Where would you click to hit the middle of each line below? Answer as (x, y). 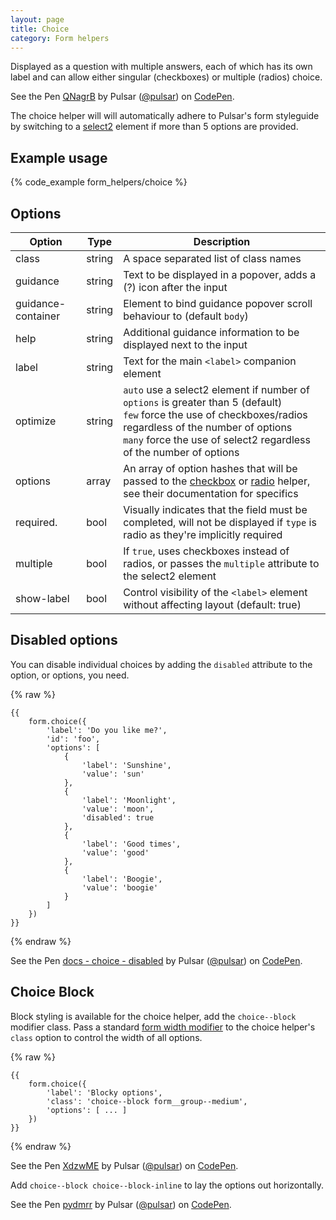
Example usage (59, 157)
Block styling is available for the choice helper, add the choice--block (153, 1016)
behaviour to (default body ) (186, 316)
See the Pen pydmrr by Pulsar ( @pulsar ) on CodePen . (121, 1204)
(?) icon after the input (175, 287)
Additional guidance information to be (211, 332)
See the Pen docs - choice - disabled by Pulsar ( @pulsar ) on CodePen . (156, 960)
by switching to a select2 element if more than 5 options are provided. (154, 127)
